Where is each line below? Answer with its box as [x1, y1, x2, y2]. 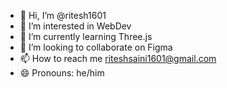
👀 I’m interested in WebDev [19, 20, 132, 32]
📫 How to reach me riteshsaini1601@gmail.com [19, 53, 217, 64]
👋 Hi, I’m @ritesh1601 [19, 10, 107, 21]
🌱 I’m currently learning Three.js [19, 31, 153, 42]
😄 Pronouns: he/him [19, 67, 105, 79]
